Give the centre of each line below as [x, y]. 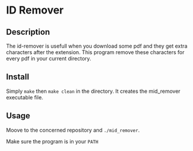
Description [28, 32]
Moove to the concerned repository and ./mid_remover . [73, 130]
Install [18, 77]
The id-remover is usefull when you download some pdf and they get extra [97, 46]
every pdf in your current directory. [49, 58]
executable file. [25, 97]
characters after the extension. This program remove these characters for [95, 52]
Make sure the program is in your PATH [52, 141]
